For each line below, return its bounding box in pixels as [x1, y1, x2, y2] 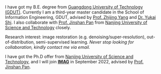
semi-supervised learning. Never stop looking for [35, 39, 134, 45]
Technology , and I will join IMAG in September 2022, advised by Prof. [5, 59, 144, 64]
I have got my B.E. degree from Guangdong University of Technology [5, 4, 143, 10]
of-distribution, [5, 39, 35, 45]
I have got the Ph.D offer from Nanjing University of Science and [5, 54, 133, 59]
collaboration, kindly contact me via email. [5, 44, 91, 50]
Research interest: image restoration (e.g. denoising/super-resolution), [5, 34, 146, 40]
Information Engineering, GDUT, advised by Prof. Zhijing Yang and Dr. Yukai [5, 15, 156, 20]
